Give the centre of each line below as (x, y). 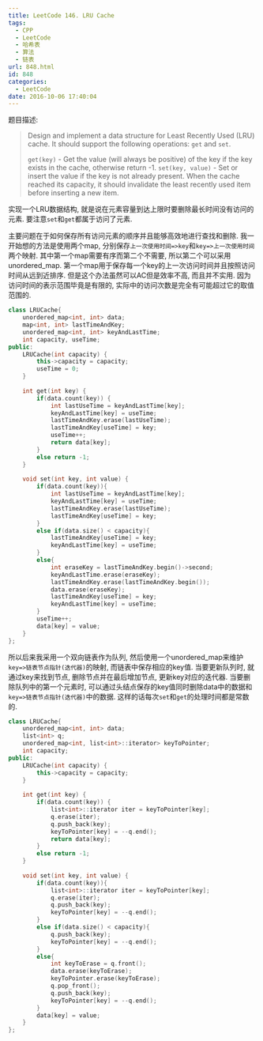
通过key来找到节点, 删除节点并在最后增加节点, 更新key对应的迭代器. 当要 (126, 677)
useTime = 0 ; (58, 369)
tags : (17, 23)
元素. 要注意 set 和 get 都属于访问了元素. (70, 219)
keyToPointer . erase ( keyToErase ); (105, 979)
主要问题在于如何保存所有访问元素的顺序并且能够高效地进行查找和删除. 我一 (131, 236)
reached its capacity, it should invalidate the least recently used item (139, 185)
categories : (28, 81)
